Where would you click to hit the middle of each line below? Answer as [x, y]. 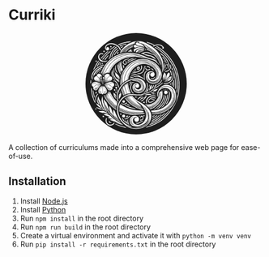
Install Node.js [44, 201]
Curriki [32, 15]
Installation [37, 181]
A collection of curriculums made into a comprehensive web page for [124, 147]
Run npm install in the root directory [82, 218]
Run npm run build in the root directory [85, 227]
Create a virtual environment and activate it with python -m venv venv [136, 235]
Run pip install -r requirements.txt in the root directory [118, 244]
